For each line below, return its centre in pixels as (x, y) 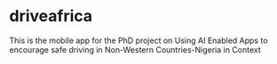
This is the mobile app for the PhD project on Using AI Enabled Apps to (138, 40)
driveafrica (51, 16)
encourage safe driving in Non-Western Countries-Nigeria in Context (135, 49)
